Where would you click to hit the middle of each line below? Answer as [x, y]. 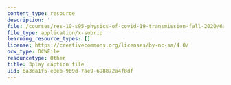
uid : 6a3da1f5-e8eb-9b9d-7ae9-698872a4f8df [70, 71]
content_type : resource [41, 13]
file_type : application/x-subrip [55, 33]
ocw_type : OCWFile [33, 52]
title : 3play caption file [46, 64]
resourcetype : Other [37, 58]
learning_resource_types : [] [49, 39]
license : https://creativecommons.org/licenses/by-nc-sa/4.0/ [98, 45]
